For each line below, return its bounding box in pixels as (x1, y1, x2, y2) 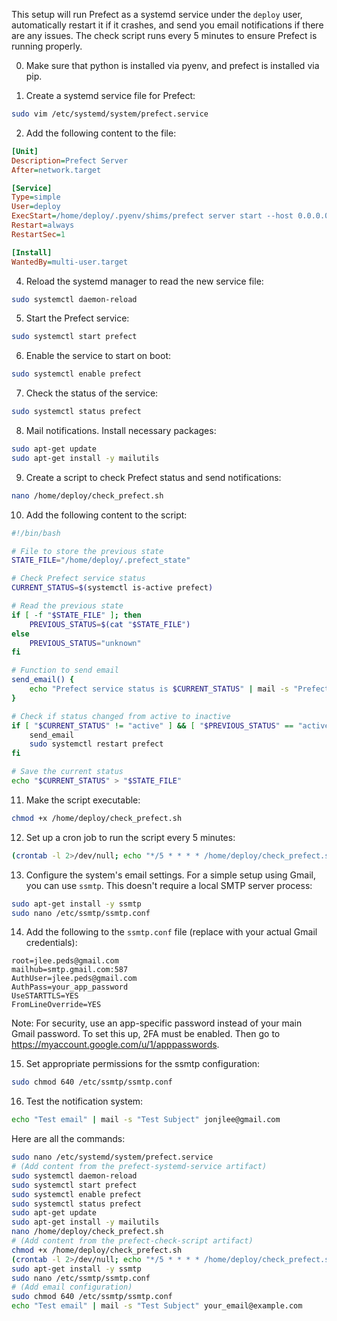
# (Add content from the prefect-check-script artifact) (11, 1236, 254, 1246)
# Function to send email (11, 665, 119, 676)
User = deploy (11, 202, 61, 212)
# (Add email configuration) (11, 1282, 133, 1293)
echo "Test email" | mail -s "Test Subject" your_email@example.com (11, 1301, 303, 1311)
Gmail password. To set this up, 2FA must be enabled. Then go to (11, 1028, 281, 1040)
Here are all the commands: (11, 1133, 126, 1145)
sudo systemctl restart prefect (29, 739, 164, 749)
